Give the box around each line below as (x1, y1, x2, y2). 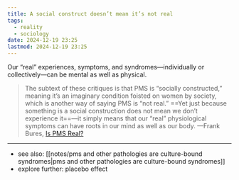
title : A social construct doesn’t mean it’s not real (7, 10, 174, 18)
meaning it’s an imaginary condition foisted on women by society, (24, 91, 217, 100)
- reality (14, 23, 43, 30)
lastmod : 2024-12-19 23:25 (7, 43, 87, 50)
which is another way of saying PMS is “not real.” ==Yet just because (24, 99, 228, 107)
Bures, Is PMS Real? (24, 129, 84, 137)
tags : (7, 17, 23, 24)
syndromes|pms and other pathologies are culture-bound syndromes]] (17, 157, 225, 165)
